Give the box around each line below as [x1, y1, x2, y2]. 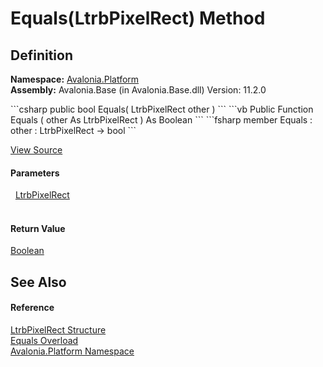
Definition [10, 47, 73, 64]
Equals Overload [10, 335, 79, 346]
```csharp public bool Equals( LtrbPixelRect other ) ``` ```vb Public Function [10, 103, 314, 115]
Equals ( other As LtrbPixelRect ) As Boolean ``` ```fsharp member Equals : [10, 114, 313, 126]
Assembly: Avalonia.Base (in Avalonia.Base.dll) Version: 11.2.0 [10, 84, 267, 96]
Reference [10, 302, 55, 314]
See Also [10, 273, 67, 291]
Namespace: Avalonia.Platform [10, 73, 140, 85]
